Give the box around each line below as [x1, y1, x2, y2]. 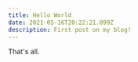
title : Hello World [8, 11, 72, 19]
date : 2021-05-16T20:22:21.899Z [8, 19, 114, 26]
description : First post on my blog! [8, 26, 132, 33]
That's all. [8, 47, 40, 57]
